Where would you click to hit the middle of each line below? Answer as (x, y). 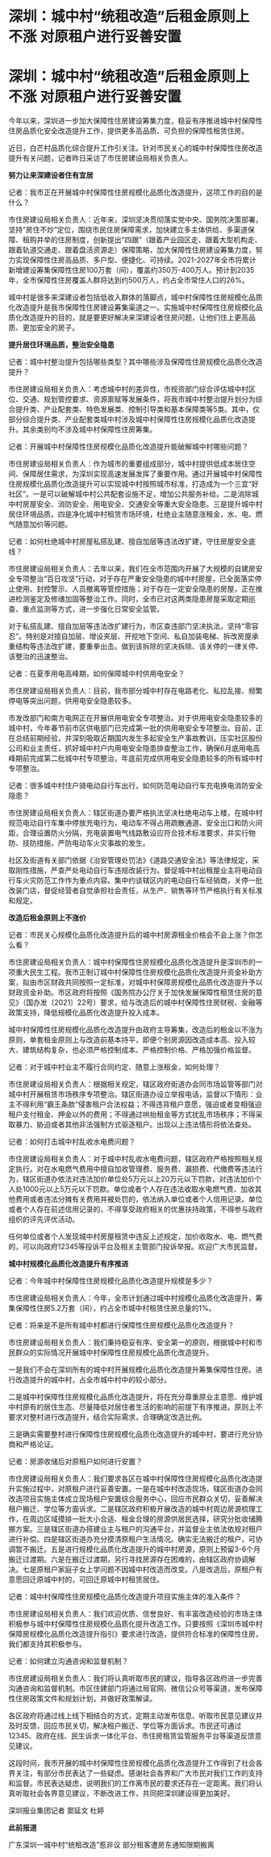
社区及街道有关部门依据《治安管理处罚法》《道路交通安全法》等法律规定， (130, 860)
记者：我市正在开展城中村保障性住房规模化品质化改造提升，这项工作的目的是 (135, 192)
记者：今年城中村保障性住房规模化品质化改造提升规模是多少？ (111, 1281)
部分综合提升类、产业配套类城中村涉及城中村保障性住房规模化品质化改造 (128, 420)
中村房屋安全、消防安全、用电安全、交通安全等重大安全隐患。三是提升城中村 (135, 504)
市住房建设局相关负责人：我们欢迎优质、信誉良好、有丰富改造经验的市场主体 (135, 1614)
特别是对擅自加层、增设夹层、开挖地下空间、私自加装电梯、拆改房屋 (139, 636)
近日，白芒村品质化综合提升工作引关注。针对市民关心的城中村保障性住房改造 (135, 148)
